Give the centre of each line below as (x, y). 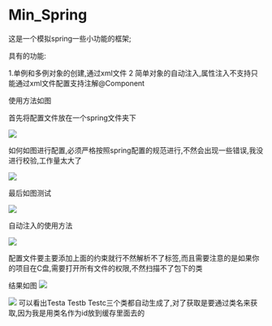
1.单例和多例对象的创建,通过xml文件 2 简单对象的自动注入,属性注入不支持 (130, 73)
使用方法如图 (30, 100)
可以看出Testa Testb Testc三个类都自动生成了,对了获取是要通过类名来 (134, 302)
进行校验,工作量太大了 (45, 160)
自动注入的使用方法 (41, 225)
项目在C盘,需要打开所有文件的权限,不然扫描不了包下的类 (109, 268)
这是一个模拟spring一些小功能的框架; (70, 38)
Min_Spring (48, 15)
